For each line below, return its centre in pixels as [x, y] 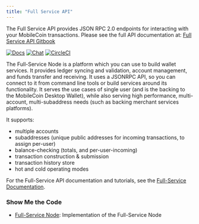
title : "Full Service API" [40, 12]
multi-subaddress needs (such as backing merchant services [104, 102]
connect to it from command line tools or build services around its [87, 83]
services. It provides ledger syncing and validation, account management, [97, 70]
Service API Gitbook [31, 41]
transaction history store [45, 162]
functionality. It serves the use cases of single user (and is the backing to [96, 89]
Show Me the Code [34, 202]
